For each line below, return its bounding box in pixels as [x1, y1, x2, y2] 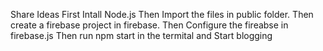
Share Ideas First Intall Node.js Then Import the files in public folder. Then [10, 9, 314, 20]
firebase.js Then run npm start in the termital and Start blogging [10, 30, 273, 41]
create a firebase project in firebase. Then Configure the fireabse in [10, 19, 289, 31]
